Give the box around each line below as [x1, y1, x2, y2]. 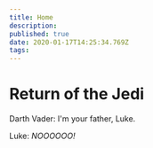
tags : [9, 46, 29, 55]
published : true [9, 29, 69, 38]
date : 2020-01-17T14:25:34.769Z [9, 37, 129, 47]
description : [9, 21, 58, 30]
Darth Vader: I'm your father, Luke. [9, 113, 136, 124]
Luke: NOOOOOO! [9, 130, 76, 142]
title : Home [9, 12, 53, 22]
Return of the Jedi [9, 84, 145, 105]
